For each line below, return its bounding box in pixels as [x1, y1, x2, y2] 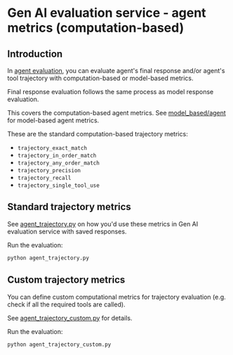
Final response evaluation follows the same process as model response [7, 88, 214, 96]
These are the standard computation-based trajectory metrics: [7, 130, 188, 138]
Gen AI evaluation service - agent [7, 5, 206, 21]
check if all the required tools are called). [7, 300, 126, 309]
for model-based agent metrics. [7, 116, 100, 124]
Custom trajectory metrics [7, 274, 126, 286]
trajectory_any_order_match [17, 160, 100, 167]
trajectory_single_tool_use [17, 182, 100, 189]
